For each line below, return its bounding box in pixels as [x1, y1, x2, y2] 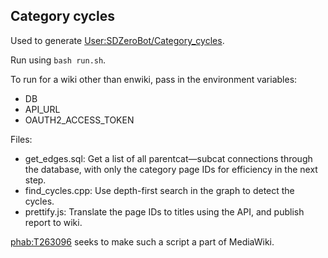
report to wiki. [24, 216, 83, 228]
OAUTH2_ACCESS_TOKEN [24, 114, 135, 126]
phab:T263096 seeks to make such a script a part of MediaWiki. [10, 235, 275, 248]
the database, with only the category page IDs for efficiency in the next [24, 163, 318, 175]
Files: [10, 133, 33, 145]
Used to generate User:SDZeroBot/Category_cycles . [10, 34, 225, 46]
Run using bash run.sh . [10, 54, 107, 66]
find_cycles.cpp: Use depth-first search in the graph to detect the [24, 184, 295, 196]
